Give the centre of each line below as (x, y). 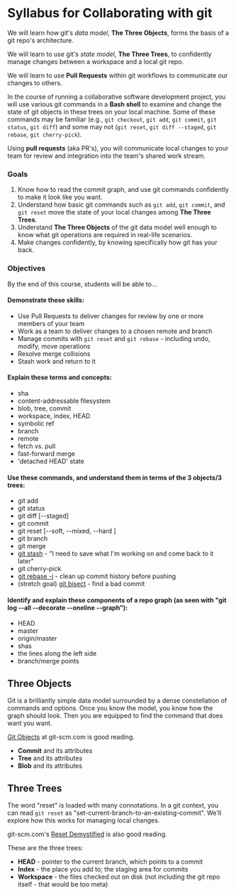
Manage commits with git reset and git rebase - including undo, (114, 338)
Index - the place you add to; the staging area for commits (103, 869)
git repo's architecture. (41, 40)
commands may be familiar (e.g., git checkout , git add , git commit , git (112, 119)
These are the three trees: (45, 847)
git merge (32, 546)
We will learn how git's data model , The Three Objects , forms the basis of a (118, 33)
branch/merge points (48, 661)
